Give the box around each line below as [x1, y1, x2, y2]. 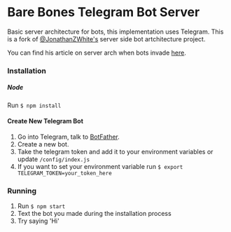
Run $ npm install [7, 101, 62, 109]
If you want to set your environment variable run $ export [17, 163, 183, 171]
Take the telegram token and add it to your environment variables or [17, 148, 213, 156]
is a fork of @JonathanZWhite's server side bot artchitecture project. [7, 34, 206, 43]
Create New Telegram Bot [7, 117, 84, 125]
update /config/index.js [17, 155, 90, 163]
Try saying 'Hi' [17, 217, 59, 225]
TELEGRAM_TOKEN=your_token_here [17, 170, 112, 177]
